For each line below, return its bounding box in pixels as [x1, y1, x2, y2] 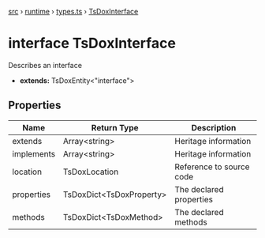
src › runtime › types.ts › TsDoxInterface [8, 7, 139, 16]
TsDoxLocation [62, 166, 119, 177]
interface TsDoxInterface [8, 35, 176, 52]
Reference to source [174, 161, 250, 172]
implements [12, 148, 56, 159]
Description [191, 122, 237, 133]
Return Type [91, 122, 140, 133]
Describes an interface [8, 60, 83, 70]
